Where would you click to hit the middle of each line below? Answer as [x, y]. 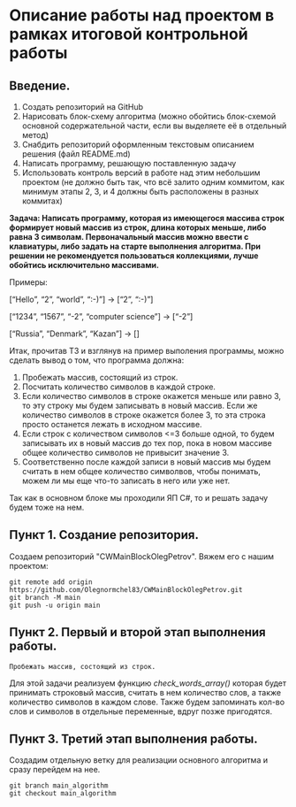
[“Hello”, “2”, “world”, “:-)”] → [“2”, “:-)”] [81, 299]
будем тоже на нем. [47, 507]
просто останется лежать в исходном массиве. [112, 424]
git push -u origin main [55, 605]
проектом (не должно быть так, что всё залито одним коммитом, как [153, 182]
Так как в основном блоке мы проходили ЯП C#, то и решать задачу [139, 498]
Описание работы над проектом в [142, 15]
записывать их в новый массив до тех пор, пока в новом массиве [147, 443]
